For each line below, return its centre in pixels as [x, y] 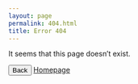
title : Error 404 [38, 31]
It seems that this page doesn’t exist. [69, 54]
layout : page [30, 16]
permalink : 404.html [43, 23]
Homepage [52, 70]
